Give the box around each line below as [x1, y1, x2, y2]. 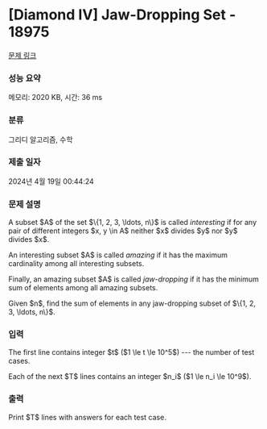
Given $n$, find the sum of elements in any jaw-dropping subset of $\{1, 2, [8, 298, 256, 308]
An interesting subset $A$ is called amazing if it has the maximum [8, 250, 228, 260]
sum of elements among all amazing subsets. [8, 283, 158, 293]
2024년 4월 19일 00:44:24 [8, 176, 94, 186]
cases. [8, 356, 31, 366]
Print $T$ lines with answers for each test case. [8, 412, 166, 422]
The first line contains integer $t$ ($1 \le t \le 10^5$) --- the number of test [8, 348, 255, 357]
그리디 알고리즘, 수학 [8, 135, 73, 144]
